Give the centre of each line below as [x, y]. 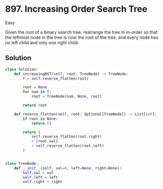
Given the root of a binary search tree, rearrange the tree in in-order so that [81, 32]
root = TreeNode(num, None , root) [67, 97]
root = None [35, 87]
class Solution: [22, 69]
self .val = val [38, 173]
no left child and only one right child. [42, 42]
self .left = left [40, 177]
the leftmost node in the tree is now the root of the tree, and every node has [82, 37]
